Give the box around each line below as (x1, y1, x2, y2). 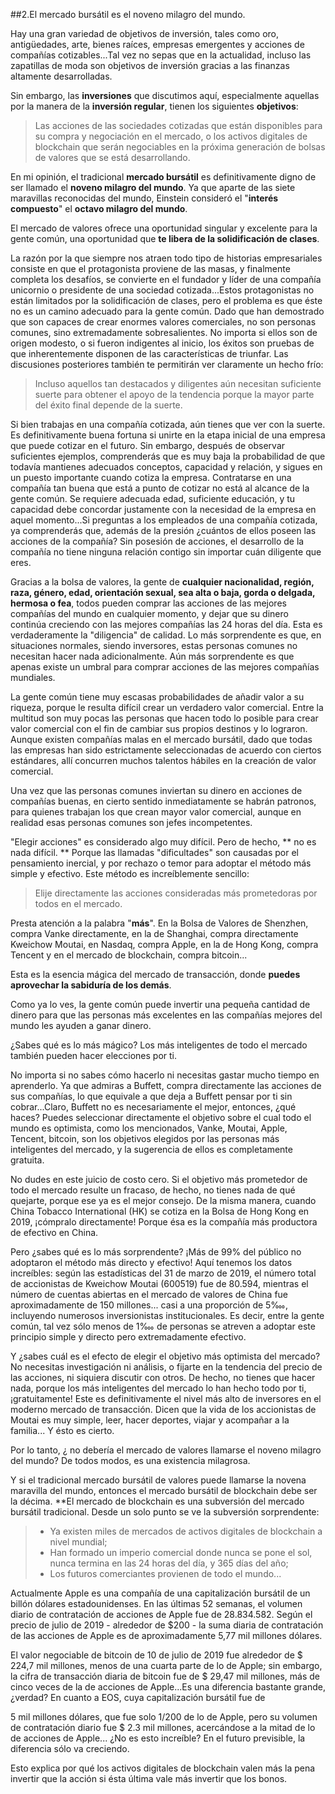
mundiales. (10, 672, 56, 683)
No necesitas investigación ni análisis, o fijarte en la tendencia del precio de (10, 1361, 323, 1373)
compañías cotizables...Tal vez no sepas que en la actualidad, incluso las (10, 49, 312, 61)
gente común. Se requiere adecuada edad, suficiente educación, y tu (10, 493, 296, 504)
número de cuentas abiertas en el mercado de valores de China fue (10, 1289, 289, 1300)
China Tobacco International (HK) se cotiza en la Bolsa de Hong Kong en (10, 1205, 310, 1217)
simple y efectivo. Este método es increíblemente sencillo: (10, 868, 250, 879)
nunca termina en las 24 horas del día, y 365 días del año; (49, 1557, 289, 1569)
